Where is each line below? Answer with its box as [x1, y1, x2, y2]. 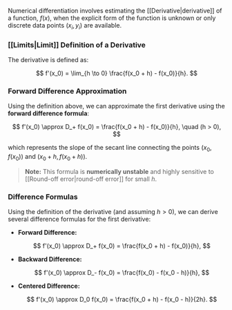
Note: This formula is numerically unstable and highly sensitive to [24, 167, 215, 175]
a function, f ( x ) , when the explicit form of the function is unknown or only [8, 14, 216, 22]
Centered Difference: [17, 282, 80, 290]
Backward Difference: [17, 255, 82, 264]
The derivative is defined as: [8, 56, 89, 64]
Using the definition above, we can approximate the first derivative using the [8, 102, 225, 110]
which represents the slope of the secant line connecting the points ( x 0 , [8, 144, 213, 153]
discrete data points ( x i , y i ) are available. [8, 21, 122, 31]
